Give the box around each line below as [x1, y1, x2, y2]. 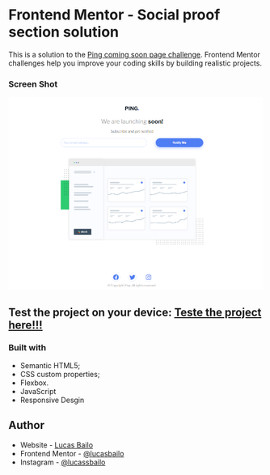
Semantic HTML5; [19, 360, 81, 370]
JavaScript [19, 386, 57, 396]
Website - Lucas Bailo [19, 439, 94, 450]
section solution [8, 23, 120, 41]
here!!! [8, 318, 43, 332]
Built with [8, 342, 47, 354]
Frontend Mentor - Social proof [8, 6, 221, 24]
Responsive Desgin [19, 395, 85, 405]
